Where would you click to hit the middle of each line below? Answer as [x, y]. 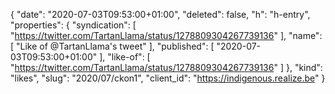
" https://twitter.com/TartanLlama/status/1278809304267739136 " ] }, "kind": [166, 67]
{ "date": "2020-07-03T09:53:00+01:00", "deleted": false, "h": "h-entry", [160, 14]
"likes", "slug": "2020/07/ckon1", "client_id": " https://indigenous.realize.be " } [168, 78]
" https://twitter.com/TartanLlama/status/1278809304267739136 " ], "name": [166, 35]
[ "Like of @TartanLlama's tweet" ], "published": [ [112, 46]
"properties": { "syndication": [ [73, 25]
